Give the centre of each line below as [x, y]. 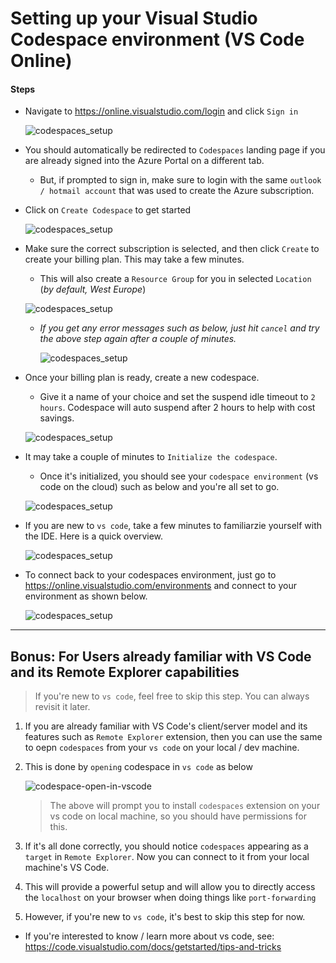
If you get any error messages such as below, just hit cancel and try [179, 328]
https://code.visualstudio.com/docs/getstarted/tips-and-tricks [153, 947]
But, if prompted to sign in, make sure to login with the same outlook [180, 180]
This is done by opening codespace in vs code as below [138, 767]
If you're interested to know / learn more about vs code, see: [149, 936]
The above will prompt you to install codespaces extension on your [185, 806]
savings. [57, 418]
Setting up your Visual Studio [134, 18]
